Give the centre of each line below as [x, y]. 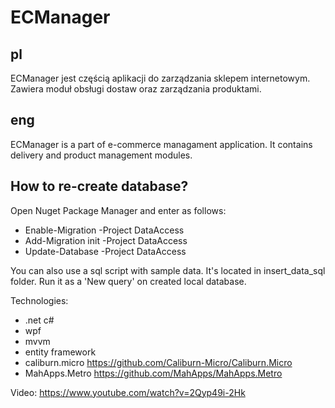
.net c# [39, 320]
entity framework [60, 352]
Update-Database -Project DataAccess [105, 251]
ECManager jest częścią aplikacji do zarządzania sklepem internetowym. [160, 78]
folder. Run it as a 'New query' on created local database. [128, 281]
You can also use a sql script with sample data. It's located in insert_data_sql [168, 270]
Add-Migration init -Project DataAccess [106, 240]
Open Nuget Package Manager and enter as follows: [118, 210]
